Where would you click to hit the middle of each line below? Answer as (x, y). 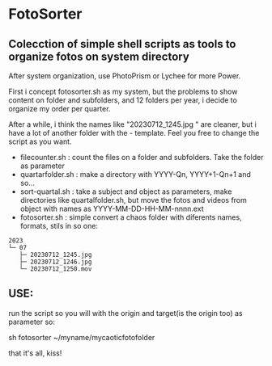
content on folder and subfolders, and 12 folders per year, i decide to (123, 100)
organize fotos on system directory (99, 56)
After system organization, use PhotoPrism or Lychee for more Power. (125, 76)
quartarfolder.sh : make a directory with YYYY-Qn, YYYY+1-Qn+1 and (135, 174)
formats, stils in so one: (59, 226)
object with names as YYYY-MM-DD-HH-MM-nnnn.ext (112, 208)
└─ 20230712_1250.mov (55, 269)
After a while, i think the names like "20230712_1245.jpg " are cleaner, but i (132, 124)
